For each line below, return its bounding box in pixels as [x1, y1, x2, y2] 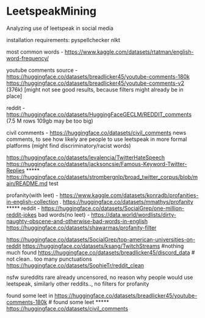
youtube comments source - [6, 66, 78, 74]
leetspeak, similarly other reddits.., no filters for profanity [6, 280, 149, 287]
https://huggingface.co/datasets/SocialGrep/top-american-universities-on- [6, 236, 196, 243]
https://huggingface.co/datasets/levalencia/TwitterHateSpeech [6, 154, 165, 161]
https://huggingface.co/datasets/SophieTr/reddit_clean [6, 261, 145, 269]
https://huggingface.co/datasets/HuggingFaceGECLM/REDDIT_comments [6, 110, 192, 118]
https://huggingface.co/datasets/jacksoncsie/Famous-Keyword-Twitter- [6, 160, 187, 167]
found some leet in [6, 292, 54, 299]
